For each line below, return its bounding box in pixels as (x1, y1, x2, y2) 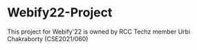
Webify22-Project (7, 5, 113, 21)
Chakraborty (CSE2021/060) (7, 34, 88, 42)
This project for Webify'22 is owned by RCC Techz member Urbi (7, 27, 191, 36)
